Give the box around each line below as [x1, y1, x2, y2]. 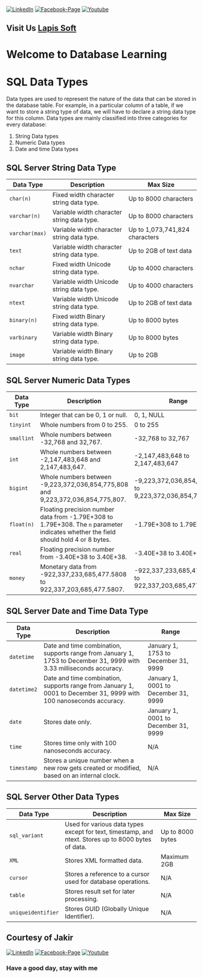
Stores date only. [43, 718, 92, 726]
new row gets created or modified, [43, 764, 141, 772]
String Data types [14, 132, 59, 140]
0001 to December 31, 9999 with [43, 689, 140, 697]
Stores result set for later [64, 887, 135, 895]
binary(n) [9, 317, 37, 324]
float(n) [9, 521, 34, 528]
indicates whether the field [40, 528, 116, 536]
